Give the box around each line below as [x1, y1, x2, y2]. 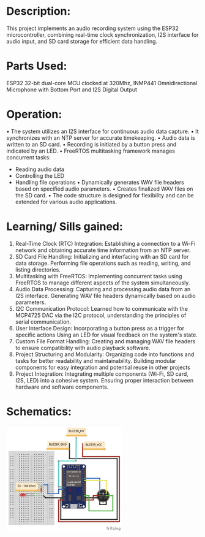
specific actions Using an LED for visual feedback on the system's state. [15, 331, 198, 338]
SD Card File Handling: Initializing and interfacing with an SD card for [15, 253, 189, 260]
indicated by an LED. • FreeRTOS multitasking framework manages [6, 147, 176, 154]
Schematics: [6, 405, 72, 418]
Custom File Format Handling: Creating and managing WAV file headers [15, 337, 196, 345]
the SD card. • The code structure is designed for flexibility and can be [15, 191, 194, 199]
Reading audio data [15, 166, 64, 173]
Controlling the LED [15, 172, 65, 179]
